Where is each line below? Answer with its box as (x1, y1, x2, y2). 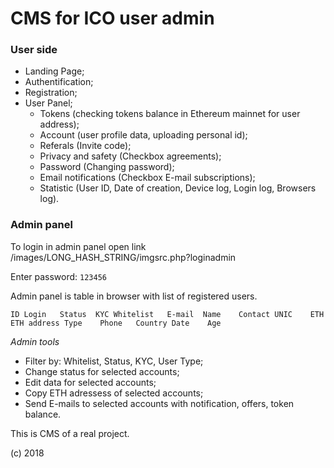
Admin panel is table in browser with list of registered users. (10, 290, 258, 302)
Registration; (24, 87, 78, 99)
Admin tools (10, 335, 60, 347)
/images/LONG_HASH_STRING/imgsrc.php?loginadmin (10, 251, 237, 263)
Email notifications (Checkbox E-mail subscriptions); (39, 172, 256, 184)
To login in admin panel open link (10, 240, 147, 252)
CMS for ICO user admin (10, 7, 215, 30)
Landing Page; (24, 65, 85, 77)
